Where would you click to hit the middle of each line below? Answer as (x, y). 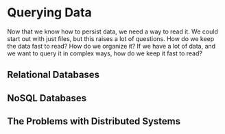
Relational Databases (54, 75)
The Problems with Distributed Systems (94, 121)
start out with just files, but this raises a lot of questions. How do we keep (111, 38)
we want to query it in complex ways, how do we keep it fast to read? (105, 53)
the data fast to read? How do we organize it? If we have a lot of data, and (111, 46)
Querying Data (50, 13)
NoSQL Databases (47, 98)
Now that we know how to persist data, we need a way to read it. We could (113, 31)
